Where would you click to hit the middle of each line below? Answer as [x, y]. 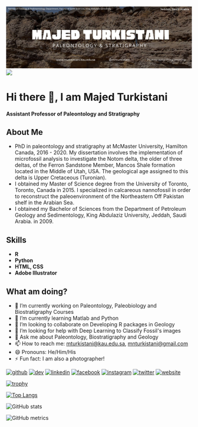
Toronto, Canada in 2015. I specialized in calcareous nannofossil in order [103, 190]
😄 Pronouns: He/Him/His [45, 352]
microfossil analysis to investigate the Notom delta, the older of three [98, 159]
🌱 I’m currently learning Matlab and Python [67, 318]
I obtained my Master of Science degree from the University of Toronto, [101, 184]
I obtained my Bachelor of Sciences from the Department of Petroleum [100, 209]
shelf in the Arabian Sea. [44, 203]
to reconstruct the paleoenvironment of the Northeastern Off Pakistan [99, 196]
